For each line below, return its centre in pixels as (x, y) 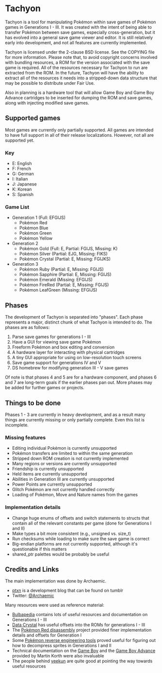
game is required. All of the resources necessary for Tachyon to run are (76, 67)
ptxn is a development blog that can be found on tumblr (68, 591)
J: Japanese (24, 184)
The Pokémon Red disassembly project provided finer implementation (82, 630)
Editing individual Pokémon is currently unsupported (64, 448)
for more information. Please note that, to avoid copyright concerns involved (81, 57)
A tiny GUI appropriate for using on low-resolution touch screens (77, 358)
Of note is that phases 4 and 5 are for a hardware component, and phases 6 (81, 377)
